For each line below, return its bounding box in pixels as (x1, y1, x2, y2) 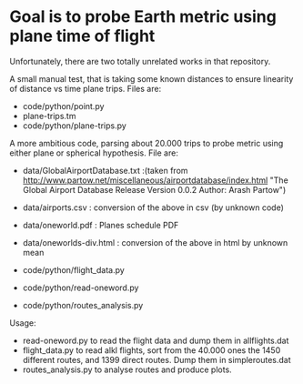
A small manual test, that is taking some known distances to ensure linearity (9, 73, 294, 84)
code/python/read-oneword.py (22, 282, 139, 293)
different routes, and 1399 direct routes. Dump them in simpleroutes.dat (22, 354, 291, 365)
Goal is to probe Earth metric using (9, 6, 278, 27)
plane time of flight (9, 25, 156, 46)
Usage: (9, 317, 36, 328)
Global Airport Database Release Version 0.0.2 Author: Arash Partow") (22, 184, 287, 195)
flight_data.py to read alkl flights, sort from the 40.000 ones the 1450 (22, 344, 281, 356)
